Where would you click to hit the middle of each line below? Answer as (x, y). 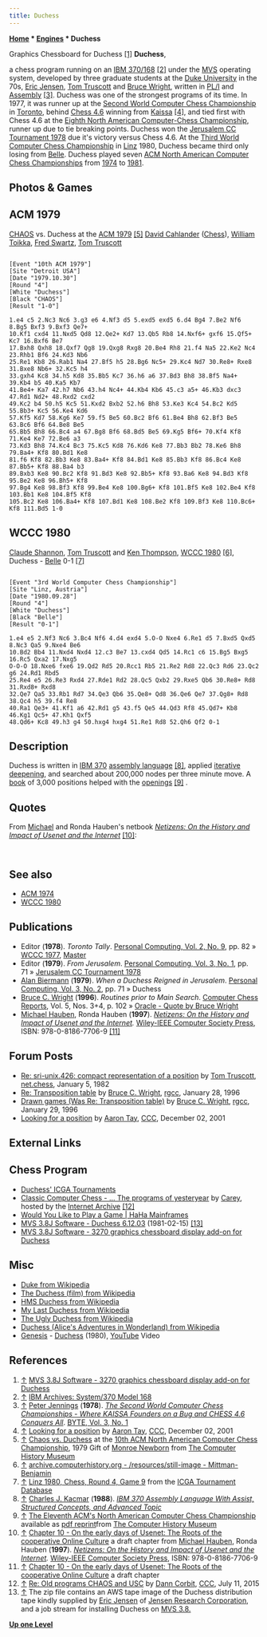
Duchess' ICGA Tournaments (68, 1189)
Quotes (28, 807)
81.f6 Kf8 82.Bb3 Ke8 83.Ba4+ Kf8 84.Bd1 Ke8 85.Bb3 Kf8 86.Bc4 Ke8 (125, 460)
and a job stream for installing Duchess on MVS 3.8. (106, 1608)
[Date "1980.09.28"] (43, 596)
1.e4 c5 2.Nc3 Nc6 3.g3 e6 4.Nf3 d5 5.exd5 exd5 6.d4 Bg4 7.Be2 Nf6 (125, 320)
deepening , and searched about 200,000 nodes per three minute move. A (130, 774)
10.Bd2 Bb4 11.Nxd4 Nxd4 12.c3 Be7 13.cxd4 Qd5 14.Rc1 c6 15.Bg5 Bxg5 (129, 652)
